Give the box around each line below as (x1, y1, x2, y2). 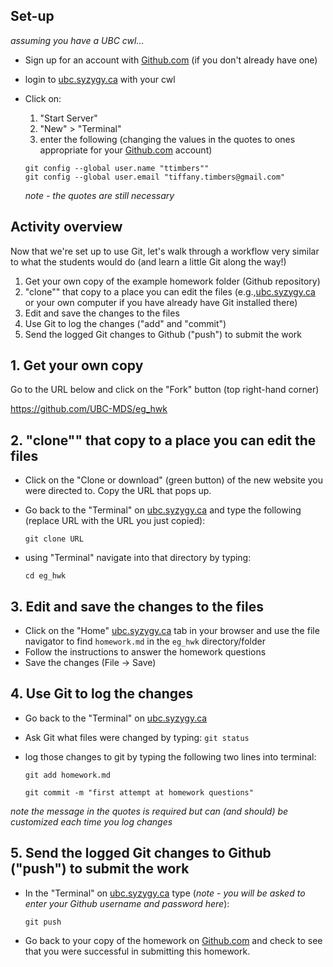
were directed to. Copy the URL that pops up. (24, 485, 212, 497)
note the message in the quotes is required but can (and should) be (10, 805, 289, 817)
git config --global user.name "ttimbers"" (24, 163, 210, 173)
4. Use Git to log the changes (10, 685, 194, 703)
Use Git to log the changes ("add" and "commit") (24, 317, 227, 329)
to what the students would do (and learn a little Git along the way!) (10, 255, 287, 268)
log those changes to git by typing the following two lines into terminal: (24, 750, 317, 763)
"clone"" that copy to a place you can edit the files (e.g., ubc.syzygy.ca (24, 285, 316, 298)
